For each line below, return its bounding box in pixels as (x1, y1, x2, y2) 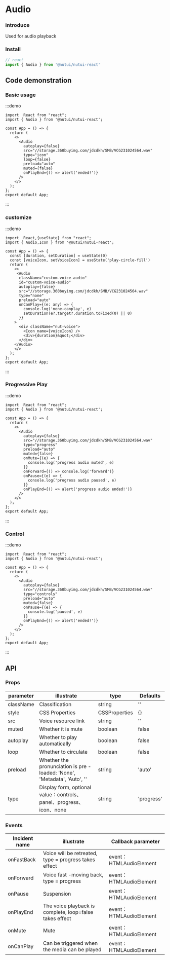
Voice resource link (39, 717, 85, 724)
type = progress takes (42, 856, 95, 863)
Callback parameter (111, 838, 160, 845)
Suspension (42, 891, 71, 898)
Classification (39, 700, 72, 708)
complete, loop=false (42, 909, 94, 916)
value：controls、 (39, 791, 82, 798)
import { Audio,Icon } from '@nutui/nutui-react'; (5, 240, 114, 245)
